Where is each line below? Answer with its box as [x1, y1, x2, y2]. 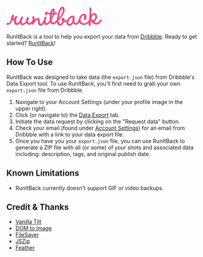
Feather [15, 244, 35, 251]
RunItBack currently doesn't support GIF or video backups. [15, 184, 164, 192]
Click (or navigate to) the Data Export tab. [15, 111, 120, 119]
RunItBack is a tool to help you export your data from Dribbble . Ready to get [6, 33, 197, 40]
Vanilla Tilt [15, 218, 42, 226]
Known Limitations [6, 168, 79, 179]
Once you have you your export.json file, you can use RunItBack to [15, 137, 185, 144]
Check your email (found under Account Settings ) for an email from [15, 124, 185, 132]
